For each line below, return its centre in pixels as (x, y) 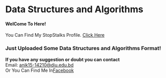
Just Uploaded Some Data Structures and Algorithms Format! (83, 48)
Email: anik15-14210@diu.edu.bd (39, 65)
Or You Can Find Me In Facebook (40, 70)
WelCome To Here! (26, 23)
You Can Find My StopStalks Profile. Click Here (55, 35)
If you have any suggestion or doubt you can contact (63, 59)
